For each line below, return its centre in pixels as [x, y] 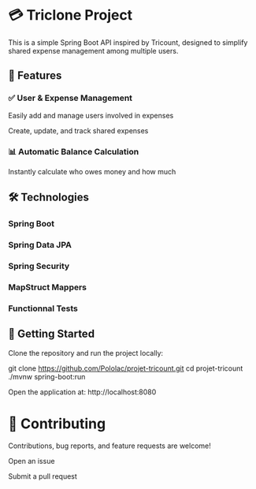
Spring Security [39, 267]
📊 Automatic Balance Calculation [74, 151]
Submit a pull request [43, 476]
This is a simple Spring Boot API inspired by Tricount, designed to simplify [128, 42]
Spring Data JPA [40, 245]
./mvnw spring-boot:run [47, 376]
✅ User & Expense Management [70, 98]
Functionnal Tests [43, 308]
